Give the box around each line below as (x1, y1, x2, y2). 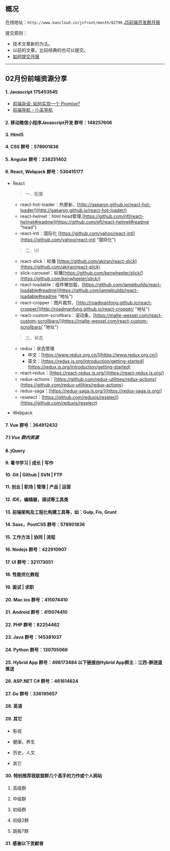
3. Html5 (5, 131, 24, 138)
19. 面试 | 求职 (5, 584, 34, 590)
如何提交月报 (12, 53, 39, 59)
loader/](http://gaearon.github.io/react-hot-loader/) (20, 207, 127, 213)
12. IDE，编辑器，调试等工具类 (5, 496, 68, 502)
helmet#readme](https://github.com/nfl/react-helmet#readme (20, 219, 149, 225)
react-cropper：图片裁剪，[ (20, 299, 78, 305)
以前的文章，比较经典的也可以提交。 (12, 47, 89, 53)
